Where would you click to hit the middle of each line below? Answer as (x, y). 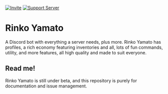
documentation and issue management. (46, 86)
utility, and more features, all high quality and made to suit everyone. (76, 52)
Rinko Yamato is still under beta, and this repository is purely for (71, 80)
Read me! (20, 69)
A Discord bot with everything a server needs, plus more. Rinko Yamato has (83, 42)
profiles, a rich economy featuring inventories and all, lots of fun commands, (84, 47)
